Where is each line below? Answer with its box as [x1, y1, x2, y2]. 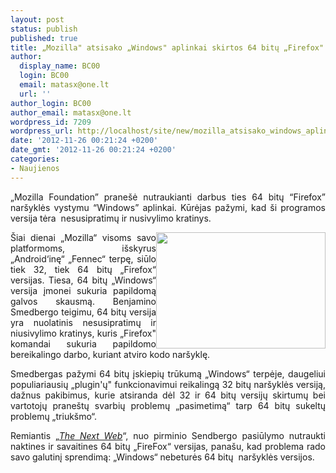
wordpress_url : [10, 126, 74, 136]
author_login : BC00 [10, 98, 92, 108]
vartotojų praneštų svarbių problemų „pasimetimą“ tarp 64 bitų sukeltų [10, 399, 326, 411]
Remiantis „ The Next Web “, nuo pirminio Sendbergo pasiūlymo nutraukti [10, 429, 326, 441]
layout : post [10, 14, 65, 25]
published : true [10, 33, 78, 43]
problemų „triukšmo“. [10, 410, 98, 422]
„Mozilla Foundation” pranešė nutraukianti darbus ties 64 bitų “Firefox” [10, 191, 326, 203]
